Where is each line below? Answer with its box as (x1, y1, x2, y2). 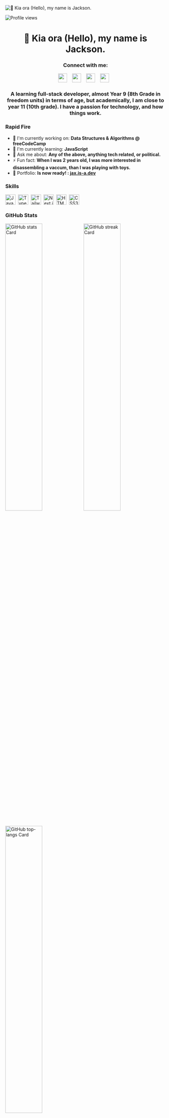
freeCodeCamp (12, 141, 46, 147)
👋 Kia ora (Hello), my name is (23, 33, 148, 44)
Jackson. (65, 43, 106, 55)
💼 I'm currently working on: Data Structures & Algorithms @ (12, 135, 140, 141)
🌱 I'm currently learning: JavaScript (12, 146, 88, 152)
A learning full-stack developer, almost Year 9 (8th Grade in (10, 90, 161, 98)
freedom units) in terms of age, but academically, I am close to (7, 97, 164, 104)
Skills (5, 182, 19, 190)
